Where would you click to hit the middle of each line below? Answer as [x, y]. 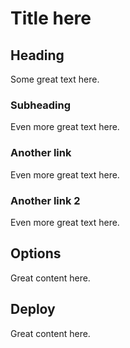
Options [36, 253]
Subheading [41, 105]
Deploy [33, 309]
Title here [51, 18]
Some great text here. [55, 79]
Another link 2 [45, 200]
